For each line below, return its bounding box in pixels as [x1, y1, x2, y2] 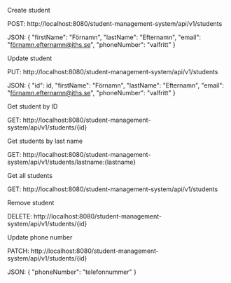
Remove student [7, 199, 55, 207]
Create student [7, 6, 50, 14]
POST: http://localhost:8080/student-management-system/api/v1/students [7, 20, 223, 27]
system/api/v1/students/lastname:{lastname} [7, 158, 136, 166]
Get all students [7, 172, 52, 179]
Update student [7, 54, 52, 62]
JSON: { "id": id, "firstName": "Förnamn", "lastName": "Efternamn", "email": [7, 81, 225, 90]
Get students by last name [7, 137, 83, 145]
